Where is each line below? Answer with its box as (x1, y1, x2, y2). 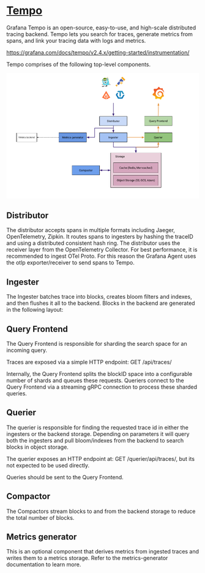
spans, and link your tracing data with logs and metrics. (6, 37, 146, 44)
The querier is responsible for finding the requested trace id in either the (6, 424, 188, 431)
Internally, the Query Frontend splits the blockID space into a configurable (6, 370, 193, 377)
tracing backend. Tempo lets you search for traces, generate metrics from (6, 30, 193, 37)
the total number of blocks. (6, 514, 75, 521)
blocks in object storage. (6, 443, 69, 451)
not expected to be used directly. (6, 462, 90, 469)
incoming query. (6, 346, 48, 354)
